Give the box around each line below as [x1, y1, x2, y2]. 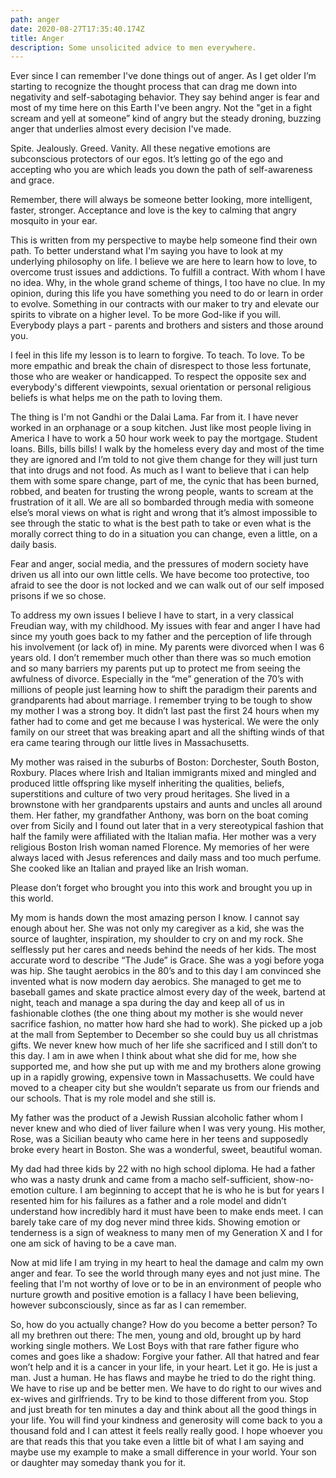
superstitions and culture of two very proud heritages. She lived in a [10, 788, 290, 800]
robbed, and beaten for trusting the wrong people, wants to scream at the [10, 486, 314, 498]
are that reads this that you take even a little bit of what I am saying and [10, 1436, 305, 1448]
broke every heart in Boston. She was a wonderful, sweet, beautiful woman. [10, 1144, 323, 1156]
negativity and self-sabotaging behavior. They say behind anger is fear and [10, 91, 320, 103]
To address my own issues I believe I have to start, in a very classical [10, 609, 294, 621]
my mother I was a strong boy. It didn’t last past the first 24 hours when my [10, 705, 320, 717]
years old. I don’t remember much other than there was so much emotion [10, 652, 312, 664]
